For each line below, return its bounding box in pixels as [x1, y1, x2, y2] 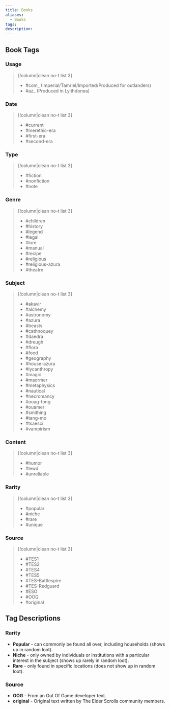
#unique [25, 521, 43, 528]
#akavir [25, 301, 42, 307]
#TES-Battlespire [25, 577, 62, 583]
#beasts [25, 323, 43, 329]
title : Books [5, 7, 33, 13]
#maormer [25, 377, 48, 383]
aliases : [5, 12, 24, 17]
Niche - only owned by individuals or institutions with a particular [12, 652, 150, 658]
